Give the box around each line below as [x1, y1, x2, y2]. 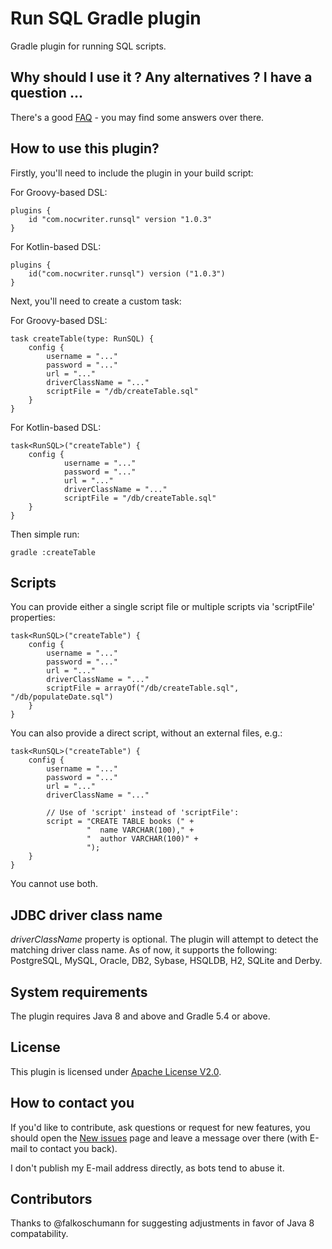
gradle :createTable [10, 547, 97, 557]
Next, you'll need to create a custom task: [10, 295, 182, 307]
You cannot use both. [10, 878, 99, 890]
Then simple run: [10, 528, 80, 540]
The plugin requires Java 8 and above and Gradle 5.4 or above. [10, 1010, 271, 1022]
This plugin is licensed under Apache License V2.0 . [10, 1065, 222, 1077]
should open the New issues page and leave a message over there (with [10, 1132, 308, 1144]
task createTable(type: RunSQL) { [10, 333, 155, 344]
